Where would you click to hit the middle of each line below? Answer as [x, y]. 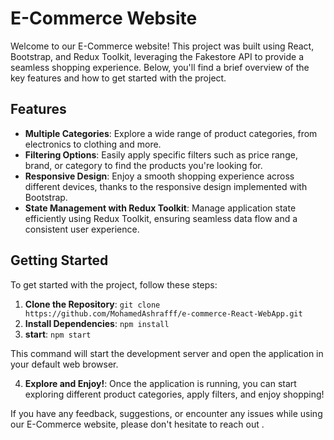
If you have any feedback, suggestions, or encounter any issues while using [166, 413]
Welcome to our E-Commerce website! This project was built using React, [162, 46]
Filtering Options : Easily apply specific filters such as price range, [161, 154]
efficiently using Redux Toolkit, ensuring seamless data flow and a [161, 218]
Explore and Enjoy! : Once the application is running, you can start [160, 383]
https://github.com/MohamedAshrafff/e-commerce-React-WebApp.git [163, 313]
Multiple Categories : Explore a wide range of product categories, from [171, 133]
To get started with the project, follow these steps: [114, 284]
